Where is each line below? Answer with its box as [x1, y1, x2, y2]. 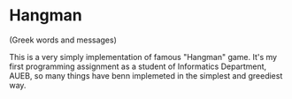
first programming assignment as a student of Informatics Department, [9, 61, 267, 72]
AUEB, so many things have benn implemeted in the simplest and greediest [9, 70, 283, 80]
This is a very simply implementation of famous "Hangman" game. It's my [9, 51, 277, 62]
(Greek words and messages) [9, 34, 118, 45]
